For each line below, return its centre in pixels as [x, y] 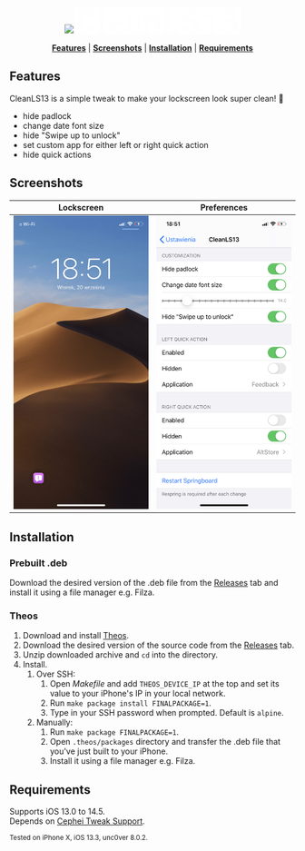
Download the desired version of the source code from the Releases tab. [158, 645]
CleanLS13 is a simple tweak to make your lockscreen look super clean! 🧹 [147, 98]
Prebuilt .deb [39, 563]
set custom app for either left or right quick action [115, 144]
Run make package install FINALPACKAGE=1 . [130, 703]
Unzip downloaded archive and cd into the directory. [120, 655]
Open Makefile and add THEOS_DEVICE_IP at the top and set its [164, 684]
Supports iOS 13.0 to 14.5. [58, 812]
